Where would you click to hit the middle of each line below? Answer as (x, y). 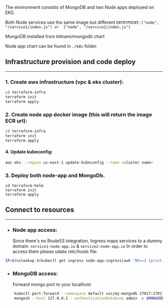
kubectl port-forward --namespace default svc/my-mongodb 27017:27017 (89, 294)
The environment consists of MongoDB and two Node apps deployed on (80, 7)
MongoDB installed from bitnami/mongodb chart (55, 36)
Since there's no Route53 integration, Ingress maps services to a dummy (87, 241)
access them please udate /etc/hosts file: (55, 252)
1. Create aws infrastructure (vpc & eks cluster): (64, 82)
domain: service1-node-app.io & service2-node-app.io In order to (80, 246)
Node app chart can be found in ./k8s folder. (51, 46)
